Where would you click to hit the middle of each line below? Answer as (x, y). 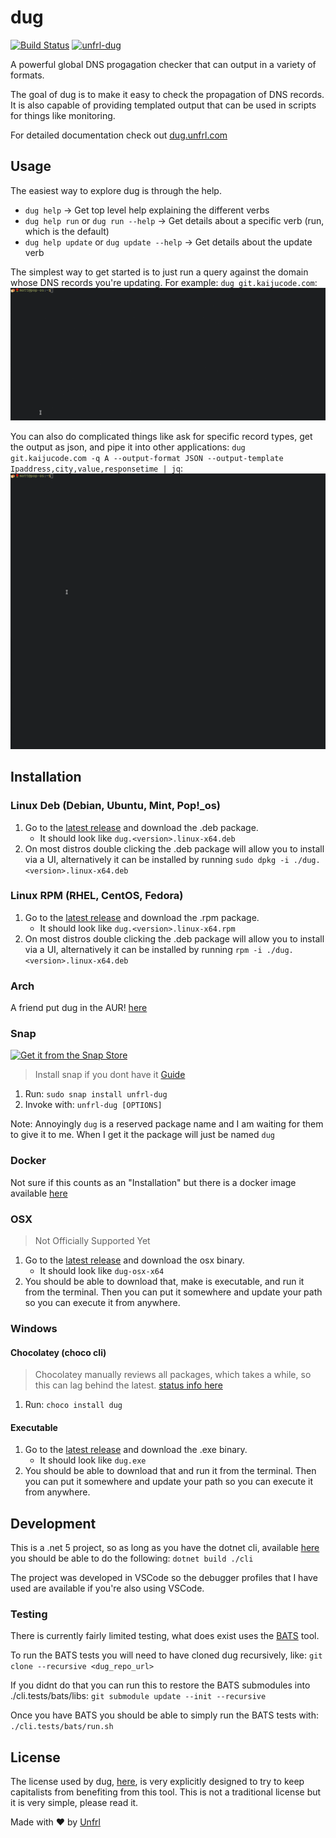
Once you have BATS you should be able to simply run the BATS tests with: (165, 1715)
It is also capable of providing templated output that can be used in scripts (163, 105)
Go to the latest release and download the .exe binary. (136, 1450)
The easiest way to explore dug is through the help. (116, 190)
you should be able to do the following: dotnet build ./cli (132, 1558)
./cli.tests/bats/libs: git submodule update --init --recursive (138, 1696)
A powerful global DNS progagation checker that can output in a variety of (163, 64)
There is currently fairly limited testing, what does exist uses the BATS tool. (165, 1636)
